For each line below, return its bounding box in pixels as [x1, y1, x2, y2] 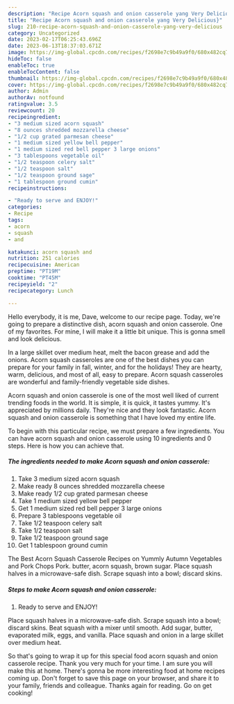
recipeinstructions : [8, 185, 68, 192]
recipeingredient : [8, 113, 61, 120]
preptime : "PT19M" [8, 268, 61, 275]
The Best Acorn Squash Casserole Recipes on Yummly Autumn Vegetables [8, 555, 222, 563]
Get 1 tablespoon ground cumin [17, 541, 108, 550]
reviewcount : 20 [8, 107, 55, 114]
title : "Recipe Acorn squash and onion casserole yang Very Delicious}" [8, 17, 223, 24]
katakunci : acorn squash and [8, 248, 92, 256]
